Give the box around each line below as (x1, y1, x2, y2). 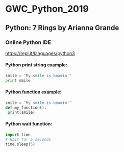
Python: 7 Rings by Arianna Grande (5, 23, 119, 32)
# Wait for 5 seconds (5, 137, 52, 142)
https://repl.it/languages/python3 (5, 50, 75, 56)
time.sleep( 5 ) (5, 141, 36, 147)
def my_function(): (5, 105, 47, 110)
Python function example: (5, 89, 62, 95)
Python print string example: (5, 62, 67, 68)
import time (5, 132, 31, 137)
